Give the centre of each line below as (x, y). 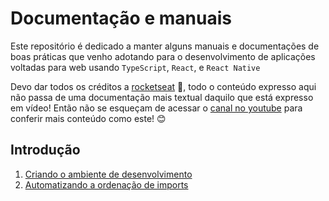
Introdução (45, 150)
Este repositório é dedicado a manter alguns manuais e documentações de (165, 46)
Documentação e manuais (121, 18)
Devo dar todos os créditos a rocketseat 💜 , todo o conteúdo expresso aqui (163, 86)
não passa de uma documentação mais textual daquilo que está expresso (162, 97)
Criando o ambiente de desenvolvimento (108, 174)
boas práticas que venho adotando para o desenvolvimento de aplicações (163, 56)
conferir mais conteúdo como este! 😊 (88, 118)
